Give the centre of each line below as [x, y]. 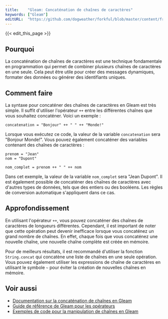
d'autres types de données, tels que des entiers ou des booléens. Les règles [84, 187]
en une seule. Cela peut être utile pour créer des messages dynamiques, [80, 72]
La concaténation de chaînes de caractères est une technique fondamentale [84, 61]
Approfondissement [37, 208]
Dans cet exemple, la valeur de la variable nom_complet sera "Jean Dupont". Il [84, 177]
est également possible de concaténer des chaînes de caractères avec [78, 182]
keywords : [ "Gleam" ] [27, 15]
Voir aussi [21, 289]
